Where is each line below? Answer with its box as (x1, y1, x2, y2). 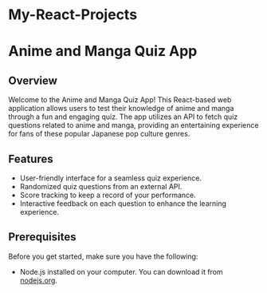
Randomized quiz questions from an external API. (19, 182, 183, 191)
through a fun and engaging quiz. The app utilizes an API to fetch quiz (8, 112, 238, 121)
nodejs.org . (19, 275, 58, 285)
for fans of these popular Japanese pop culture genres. (8, 129, 190, 139)
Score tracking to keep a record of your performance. (19, 190, 197, 200)
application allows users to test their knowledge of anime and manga (8, 104, 234, 113)
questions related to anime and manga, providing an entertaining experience (8, 121, 259, 130)
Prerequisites (8, 230, 77, 244)
